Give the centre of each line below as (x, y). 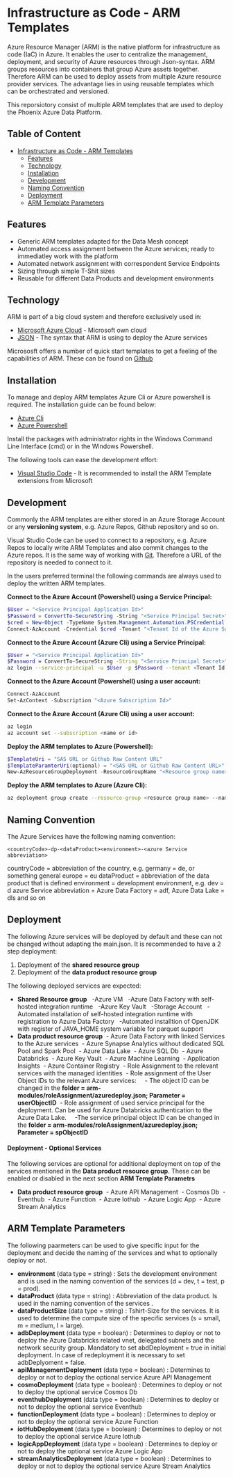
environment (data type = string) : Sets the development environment (117, 1273)
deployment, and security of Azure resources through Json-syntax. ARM (111, 61)
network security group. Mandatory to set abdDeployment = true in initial (121, 1348)
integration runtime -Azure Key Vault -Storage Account (120, 1006)
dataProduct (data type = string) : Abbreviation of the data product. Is (117, 1295)
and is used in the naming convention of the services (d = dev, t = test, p (121, 1281)
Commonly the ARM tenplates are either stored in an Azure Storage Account (116, 519)
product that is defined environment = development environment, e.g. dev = (115, 883)
